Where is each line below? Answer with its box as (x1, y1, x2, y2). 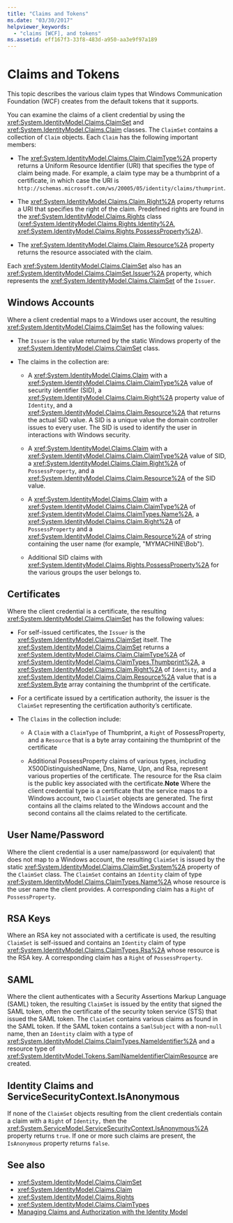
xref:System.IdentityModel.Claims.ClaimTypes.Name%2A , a (27, 509, 200, 518)
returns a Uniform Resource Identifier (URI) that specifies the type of (17, 162, 215, 170)
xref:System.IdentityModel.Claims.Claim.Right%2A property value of (27, 393, 225, 401)
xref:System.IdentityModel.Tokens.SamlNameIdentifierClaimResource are (7, 1052, 218, 1060)
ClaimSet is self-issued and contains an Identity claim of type (7, 939, 186, 947)
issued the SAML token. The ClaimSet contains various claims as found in (7, 1015, 218, 1023)
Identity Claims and (7, 1079, 94, 1091)
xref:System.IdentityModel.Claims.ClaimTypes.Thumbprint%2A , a (17, 658, 206, 666)
